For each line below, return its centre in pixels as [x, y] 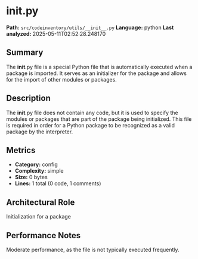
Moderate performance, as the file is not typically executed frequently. [93, 249]
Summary [25, 53]
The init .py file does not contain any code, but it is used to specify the [92, 113]
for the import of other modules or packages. [62, 79]
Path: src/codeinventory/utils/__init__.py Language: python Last [90, 27]
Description [28, 99]
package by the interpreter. [40, 132]
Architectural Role [41, 202]
